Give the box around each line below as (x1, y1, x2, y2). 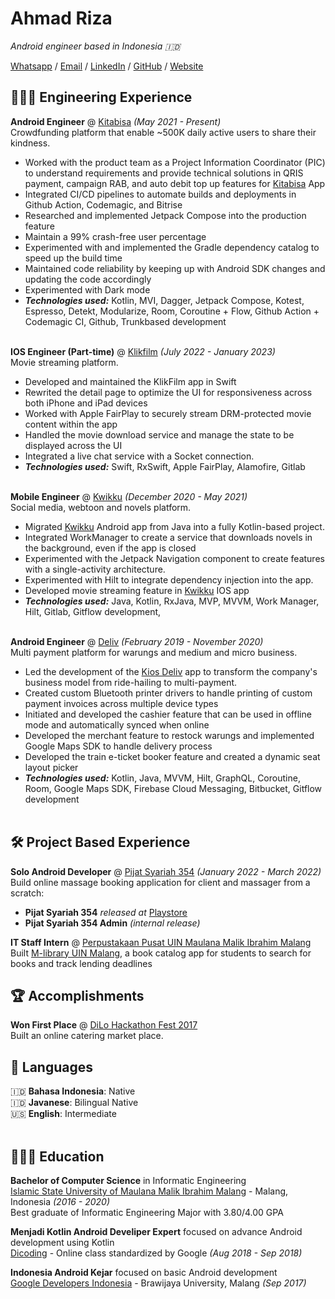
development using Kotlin (10, 1237, 115, 1248)
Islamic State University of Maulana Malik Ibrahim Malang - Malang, (10, 1185, 289, 1197)
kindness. (10, 137, 51, 149)
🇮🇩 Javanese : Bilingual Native (10, 1097, 139, 1109)
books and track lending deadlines (10, 957, 153, 969)
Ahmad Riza (10, 7, 113, 30)
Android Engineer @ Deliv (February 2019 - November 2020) (10, 635, 264, 647)
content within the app (24, 418, 118, 430)
